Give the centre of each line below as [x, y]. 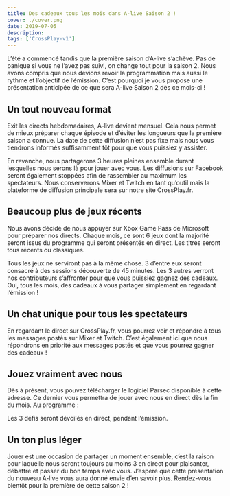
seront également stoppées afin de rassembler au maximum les [97, 175]
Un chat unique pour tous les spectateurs [97, 314]
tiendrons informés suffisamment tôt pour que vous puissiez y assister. [107, 147]
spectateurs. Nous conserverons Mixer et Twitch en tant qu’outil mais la [108, 182]
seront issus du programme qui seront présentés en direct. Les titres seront [114, 243]
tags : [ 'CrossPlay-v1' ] [41, 39]
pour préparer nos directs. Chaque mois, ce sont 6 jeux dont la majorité [108, 235]
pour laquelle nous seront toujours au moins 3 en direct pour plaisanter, [108, 464]
